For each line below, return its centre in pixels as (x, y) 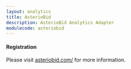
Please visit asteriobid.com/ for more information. (66, 60)
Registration (21, 47)
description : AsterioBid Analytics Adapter (60, 22)
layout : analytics (28, 11)
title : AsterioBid (28, 17)
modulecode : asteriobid (35, 28)
